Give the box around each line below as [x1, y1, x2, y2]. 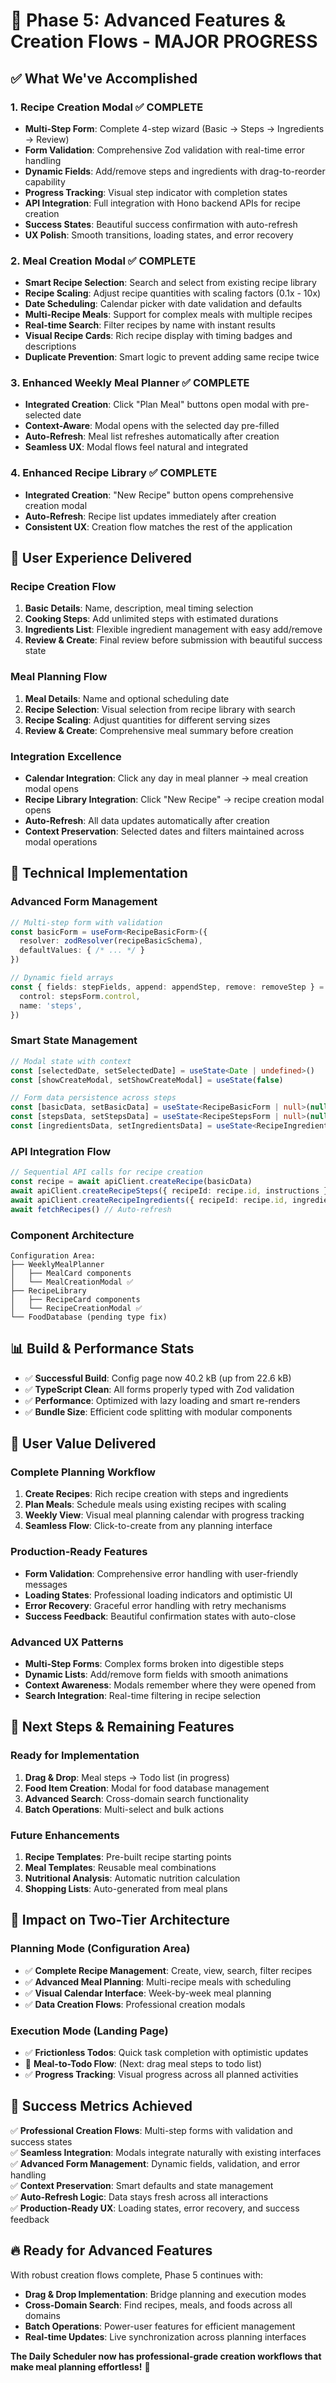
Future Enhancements [10, 1828, 120, 1842]
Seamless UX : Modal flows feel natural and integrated [24, 441, 249, 453]
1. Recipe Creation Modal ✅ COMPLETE [10, 100, 204, 114]
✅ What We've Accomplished [10, 70, 198, 87]
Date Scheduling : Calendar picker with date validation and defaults [24, 298, 303, 310]
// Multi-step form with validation [10, 917, 163, 928]
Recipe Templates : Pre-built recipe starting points [24, 1850, 232, 1863]
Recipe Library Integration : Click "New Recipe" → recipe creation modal [24, 794, 325, 806]
